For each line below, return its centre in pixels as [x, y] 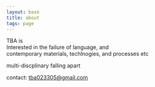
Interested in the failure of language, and [58, 47]
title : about [23, 18]
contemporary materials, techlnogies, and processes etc [77, 54]
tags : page [20, 23]
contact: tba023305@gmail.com [47, 78]
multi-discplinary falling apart [43, 66]
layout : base [23, 12]
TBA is [15, 41]
